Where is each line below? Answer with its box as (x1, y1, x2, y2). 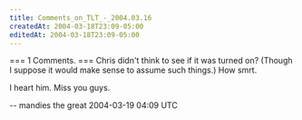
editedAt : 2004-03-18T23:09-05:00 (9, 30, 141, 39)
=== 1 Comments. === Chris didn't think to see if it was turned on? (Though (9, 55, 293, 66)
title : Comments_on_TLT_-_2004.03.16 (9, 13, 152, 23)
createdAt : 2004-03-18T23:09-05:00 (9, 22, 144, 31)
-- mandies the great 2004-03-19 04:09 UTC (9, 100, 179, 111)
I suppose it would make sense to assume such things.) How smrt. (9, 65, 258, 75)
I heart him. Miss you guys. (9, 83, 111, 94)
